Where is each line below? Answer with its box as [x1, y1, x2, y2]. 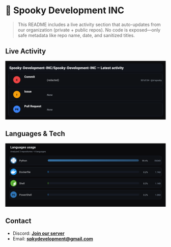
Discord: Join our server [12, 230, 65, 236]
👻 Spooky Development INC [5, 5, 125, 16]
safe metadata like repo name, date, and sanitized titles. [17, 32, 135, 38]
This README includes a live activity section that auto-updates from [17, 21, 161, 28]
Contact [5, 216, 32, 226]
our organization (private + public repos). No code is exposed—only [17, 26, 161, 33]
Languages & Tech [5, 129, 65, 138]
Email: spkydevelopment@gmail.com [12, 235, 93, 241]
